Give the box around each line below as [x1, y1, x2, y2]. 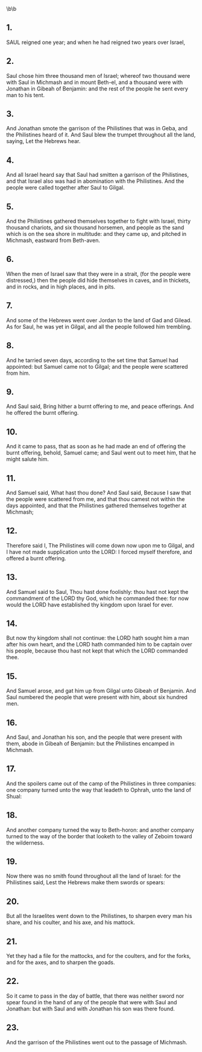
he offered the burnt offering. [6, 409, 79, 416]
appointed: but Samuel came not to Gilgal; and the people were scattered [6, 363, 188, 370]
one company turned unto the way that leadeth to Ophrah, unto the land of [6, 786, 192, 793]
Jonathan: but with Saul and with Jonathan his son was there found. [6, 1005, 175, 1012]
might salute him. [6, 456, 49, 463]
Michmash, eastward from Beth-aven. [6, 237, 101, 244]
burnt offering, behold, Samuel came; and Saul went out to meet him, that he [6, 449, 197, 456]
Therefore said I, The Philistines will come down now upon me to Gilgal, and [6, 541, 195, 549]
